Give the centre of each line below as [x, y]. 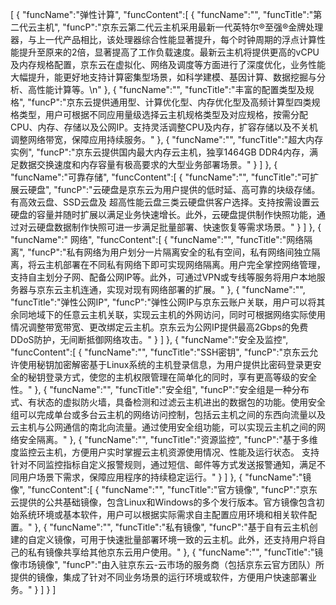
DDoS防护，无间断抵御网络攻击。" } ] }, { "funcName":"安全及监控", [149, 339]
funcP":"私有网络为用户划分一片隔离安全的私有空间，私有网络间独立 [171, 252]
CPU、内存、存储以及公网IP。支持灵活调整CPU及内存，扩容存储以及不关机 [164, 127]
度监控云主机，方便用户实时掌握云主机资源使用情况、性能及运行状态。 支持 [165, 452]
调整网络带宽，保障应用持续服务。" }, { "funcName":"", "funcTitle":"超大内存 [167, 139]
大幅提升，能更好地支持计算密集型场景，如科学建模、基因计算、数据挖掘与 [163, 77]
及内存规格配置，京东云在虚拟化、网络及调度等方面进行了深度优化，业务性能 [168, 64]
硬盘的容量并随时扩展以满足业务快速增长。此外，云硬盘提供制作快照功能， [163, 214]
